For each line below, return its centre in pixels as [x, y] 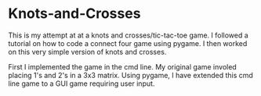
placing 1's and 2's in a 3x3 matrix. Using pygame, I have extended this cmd [130, 75]
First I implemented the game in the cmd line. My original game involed [122, 66]
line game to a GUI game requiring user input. [82, 84]
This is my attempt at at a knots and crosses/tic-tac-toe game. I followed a [128, 35]
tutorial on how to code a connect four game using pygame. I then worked [128, 43]
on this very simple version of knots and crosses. [87, 52]
